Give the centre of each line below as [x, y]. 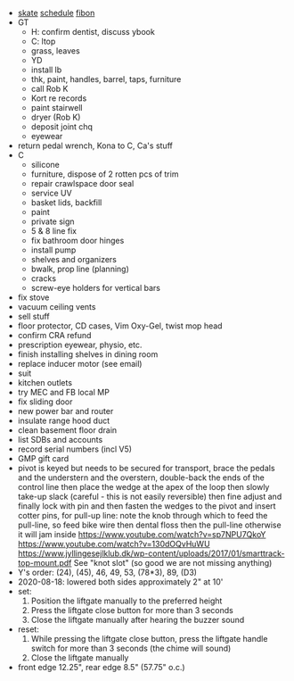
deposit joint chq [62, 127]
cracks [43, 278]
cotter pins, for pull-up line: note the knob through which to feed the [143, 515]
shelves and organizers [74, 259]
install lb [46, 70]
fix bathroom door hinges [78, 241]
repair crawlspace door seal [82, 183]
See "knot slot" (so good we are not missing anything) [173, 563]
